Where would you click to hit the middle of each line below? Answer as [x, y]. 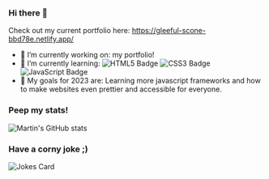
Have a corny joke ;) [48, 149]
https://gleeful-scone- [169, 31]
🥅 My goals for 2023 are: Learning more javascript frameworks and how [140, 81]
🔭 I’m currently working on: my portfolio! [87, 55]
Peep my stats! [38, 110]
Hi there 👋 [28, 13]
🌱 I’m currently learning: [60, 63]
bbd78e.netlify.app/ [41, 39]
